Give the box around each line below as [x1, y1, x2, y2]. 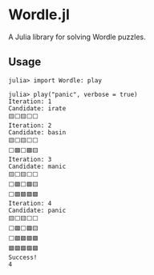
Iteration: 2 [8, 122, 52, 130]
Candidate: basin [8, 128, 67, 137]
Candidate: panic [8, 206, 67, 214]
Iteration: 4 [8, 199, 52, 207]
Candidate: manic [8, 162, 67, 170]
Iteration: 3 [8, 155, 52, 163]
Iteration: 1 [8, 98, 52, 106]
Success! [8, 253, 38, 261]
